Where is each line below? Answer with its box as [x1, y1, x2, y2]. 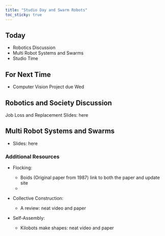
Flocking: [12, 165, 32, 171]
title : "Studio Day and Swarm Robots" [5, 7, 88, 13]
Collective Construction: [12, 195, 64, 201]
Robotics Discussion [12, 44, 56, 51]
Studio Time [12, 56, 38, 62]
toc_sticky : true [5, 12, 42, 17]
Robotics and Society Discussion [5, 98, 112, 107]
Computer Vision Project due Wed [12, 84, 84, 90]
